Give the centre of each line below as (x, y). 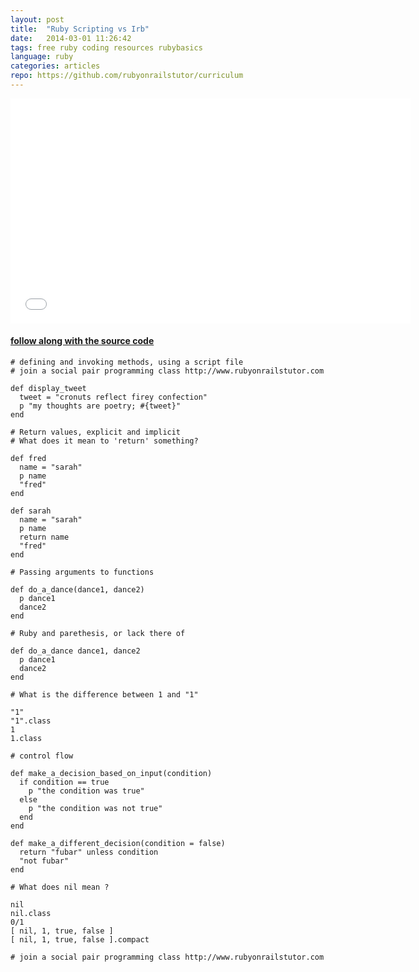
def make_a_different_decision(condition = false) (118, 844)
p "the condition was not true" (95, 809)
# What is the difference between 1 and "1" (104, 695)
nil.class (31, 914)
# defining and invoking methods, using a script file (127, 362)
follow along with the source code (82, 341)
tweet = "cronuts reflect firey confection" (113, 397)
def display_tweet (48, 389)
